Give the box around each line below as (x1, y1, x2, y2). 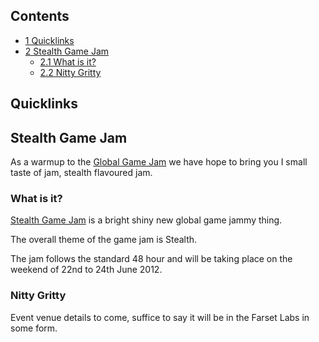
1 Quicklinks (24, 34, 75, 46)
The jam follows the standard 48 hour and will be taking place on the (10, 253, 293, 265)
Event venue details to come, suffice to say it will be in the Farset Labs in (10, 311, 310, 323)
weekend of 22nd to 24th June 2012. (10, 264, 163, 276)
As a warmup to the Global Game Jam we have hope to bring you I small (10, 156, 308, 168)
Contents (10, 8, 70, 25)
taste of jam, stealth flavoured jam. (10, 167, 153, 179)
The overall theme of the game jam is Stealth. (10, 234, 198, 246)
